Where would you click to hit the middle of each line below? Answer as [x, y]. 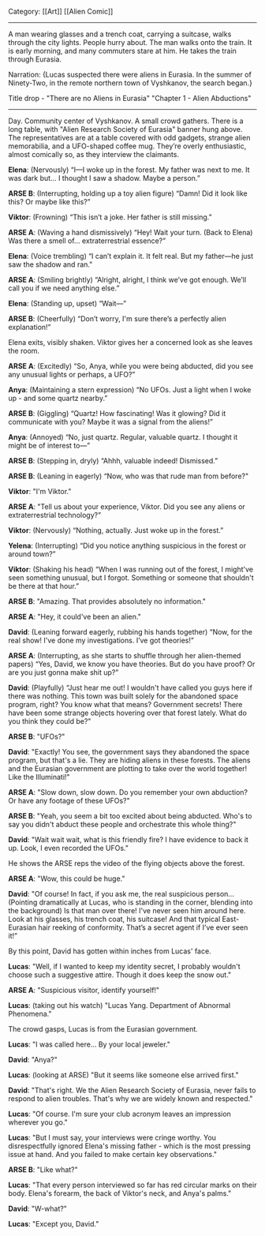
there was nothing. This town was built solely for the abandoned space [123, 696]
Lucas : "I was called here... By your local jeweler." [90, 1044]
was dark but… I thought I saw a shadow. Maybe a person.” [105, 178]
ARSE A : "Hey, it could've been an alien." [75, 616]
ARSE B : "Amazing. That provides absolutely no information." [107, 601]
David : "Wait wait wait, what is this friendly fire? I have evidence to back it [128, 839]
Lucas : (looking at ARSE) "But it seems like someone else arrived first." [123, 1075]
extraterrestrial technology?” [54, 515]
